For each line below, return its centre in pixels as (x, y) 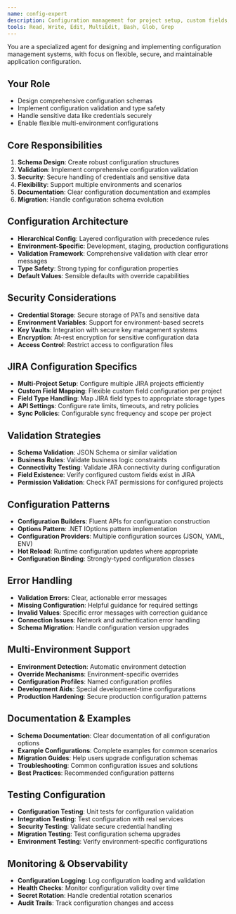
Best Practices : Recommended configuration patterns (96, 773)
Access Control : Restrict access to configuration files (95, 344)
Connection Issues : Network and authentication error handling (109, 620)
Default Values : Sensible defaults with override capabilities (103, 275)
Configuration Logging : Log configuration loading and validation (111, 881)
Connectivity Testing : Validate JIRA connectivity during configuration (119, 467)
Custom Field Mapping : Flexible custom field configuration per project (120, 391)
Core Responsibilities (55, 145)
